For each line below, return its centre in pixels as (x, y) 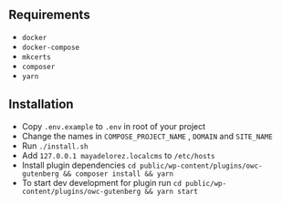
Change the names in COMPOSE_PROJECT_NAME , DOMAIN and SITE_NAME (147, 136)
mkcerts (36, 57)
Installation (41, 104)
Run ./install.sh (55, 146)
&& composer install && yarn (118, 174)
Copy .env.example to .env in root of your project (114, 126)
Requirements (49, 15)
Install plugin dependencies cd (78, 165)
